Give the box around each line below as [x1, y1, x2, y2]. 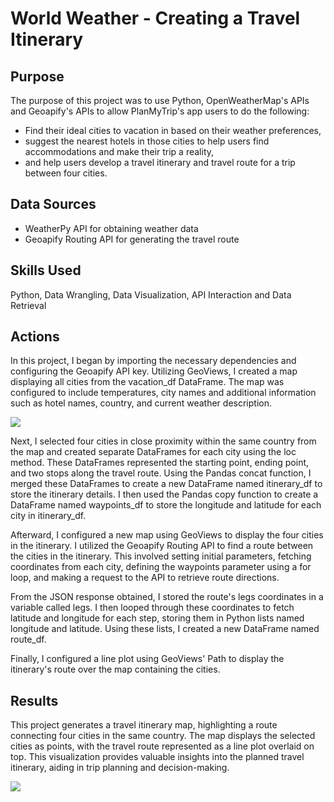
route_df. [10, 633, 47, 646]
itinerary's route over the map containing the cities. [10, 663, 221, 676]
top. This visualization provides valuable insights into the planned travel [10, 751, 305, 763]
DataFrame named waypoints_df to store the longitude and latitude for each [10, 499, 322, 511]
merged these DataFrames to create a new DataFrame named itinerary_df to [10, 478, 323, 490]
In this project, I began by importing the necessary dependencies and [10, 355, 297, 367]
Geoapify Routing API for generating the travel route [24, 233, 240, 245]
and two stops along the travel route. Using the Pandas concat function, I [10, 467, 312, 479]
